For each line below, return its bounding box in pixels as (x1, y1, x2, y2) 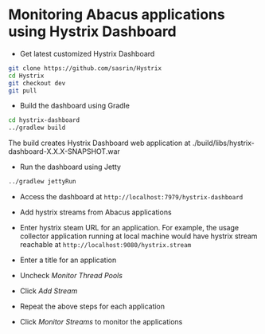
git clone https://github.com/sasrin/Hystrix (8, 64, 162, 73)
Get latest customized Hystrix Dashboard (19, 49, 155, 58)
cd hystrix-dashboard (8, 116, 80, 124)
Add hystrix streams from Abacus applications (19, 207, 173, 217)
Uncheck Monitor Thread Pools (19, 271, 123, 281)
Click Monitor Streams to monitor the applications (19, 317, 183, 327)
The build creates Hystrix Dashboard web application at (8, 138, 191, 148)
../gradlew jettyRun (8, 178, 77, 186)
